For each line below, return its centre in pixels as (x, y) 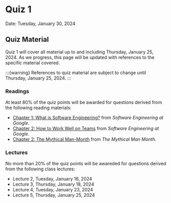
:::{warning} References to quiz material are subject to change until (76, 72)
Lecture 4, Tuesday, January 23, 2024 (53, 190)
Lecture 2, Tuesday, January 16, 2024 (52, 179)
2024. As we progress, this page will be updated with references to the (80, 57)
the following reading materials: (38, 108)
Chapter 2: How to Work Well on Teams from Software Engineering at (86, 129)
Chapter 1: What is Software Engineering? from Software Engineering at (88, 118)
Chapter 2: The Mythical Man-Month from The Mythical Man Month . (84, 139)
